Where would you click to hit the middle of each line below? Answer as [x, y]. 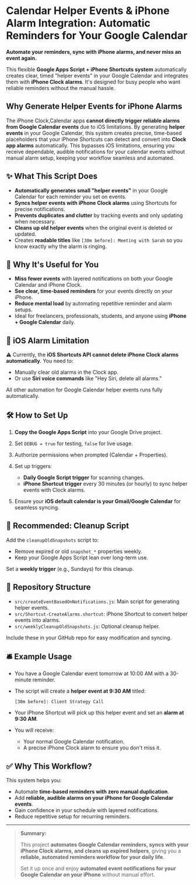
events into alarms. [37, 620]
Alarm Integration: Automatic [78, 23]
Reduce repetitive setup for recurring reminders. [73, 817]
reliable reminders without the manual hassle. [61, 88]
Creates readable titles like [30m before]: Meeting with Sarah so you [98, 240]
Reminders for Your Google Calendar [97, 36]
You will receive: [34, 730]
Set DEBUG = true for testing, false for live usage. [73, 443]
